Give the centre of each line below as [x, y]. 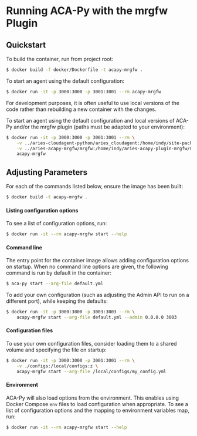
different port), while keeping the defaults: [57, 301]
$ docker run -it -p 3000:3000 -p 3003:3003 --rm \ [70, 312]
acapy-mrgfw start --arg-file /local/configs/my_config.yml [91, 371]
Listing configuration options [42, 210]
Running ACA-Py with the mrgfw [87, 11]
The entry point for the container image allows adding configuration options [98, 261]
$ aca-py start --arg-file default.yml [55, 284]
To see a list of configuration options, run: [57, 224]
